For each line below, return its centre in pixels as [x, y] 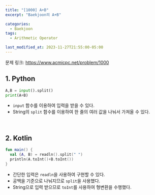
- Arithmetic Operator [34, 38]
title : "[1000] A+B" [27, 10]
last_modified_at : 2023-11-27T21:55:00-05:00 [54, 47]
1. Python [20, 79]
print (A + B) [17, 95]
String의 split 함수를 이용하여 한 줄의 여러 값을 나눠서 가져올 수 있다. [81, 112]
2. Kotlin [19, 138]
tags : [11, 34]
